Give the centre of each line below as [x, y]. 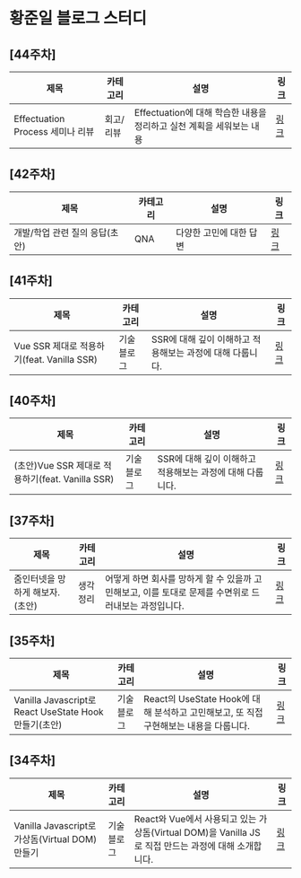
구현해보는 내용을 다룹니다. [197, 726]
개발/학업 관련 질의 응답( [62, 233]
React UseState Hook [59, 712]
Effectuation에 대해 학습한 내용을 [200, 113]
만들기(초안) [38, 725]
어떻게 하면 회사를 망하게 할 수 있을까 [178, 579]
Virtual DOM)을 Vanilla [201, 832]
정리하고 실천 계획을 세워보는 [191, 126]
